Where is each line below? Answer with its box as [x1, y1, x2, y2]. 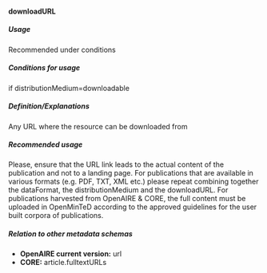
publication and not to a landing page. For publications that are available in [8, 168, 254, 178]
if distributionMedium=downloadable [8, 83, 130, 93]
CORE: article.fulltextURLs [19, 258, 107, 267]
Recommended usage [8, 140, 83, 149]
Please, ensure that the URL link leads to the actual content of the [8, 160, 225, 169]
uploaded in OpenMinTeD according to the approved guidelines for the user [8, 202, 257, 212]
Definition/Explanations [8, 101, 90, 111]
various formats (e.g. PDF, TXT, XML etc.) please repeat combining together [8, 176, 259, 187]
